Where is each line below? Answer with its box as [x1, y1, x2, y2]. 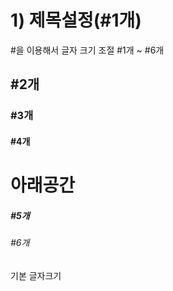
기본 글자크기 [10, 269, 62, 281]
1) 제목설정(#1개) [10, 9, 142, 32]
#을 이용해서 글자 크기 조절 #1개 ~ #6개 [10, 44, 165, 56]
